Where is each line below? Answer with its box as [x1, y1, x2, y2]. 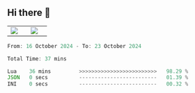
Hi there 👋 [7, 7, 51, 19]
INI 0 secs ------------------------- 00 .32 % [7, 81, 189, 87]
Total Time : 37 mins [7, 55, 68, 62]
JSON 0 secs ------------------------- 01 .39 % [7, 74, 189, 81]
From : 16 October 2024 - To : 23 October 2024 [7, 42, 141, 49]
